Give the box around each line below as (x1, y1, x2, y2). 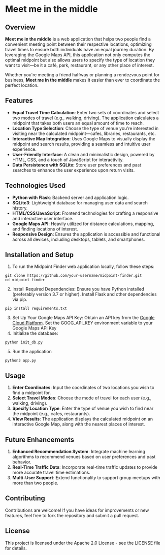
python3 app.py (5, 358, 36, 363)
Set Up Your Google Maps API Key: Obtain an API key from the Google (12, 315, 155, 321)
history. (12, 205, 28, 211)
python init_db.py (5, 340, 43, 345)
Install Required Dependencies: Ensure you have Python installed (12, 286, 144, 292)
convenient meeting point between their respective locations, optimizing (5, 41, 152, 47)
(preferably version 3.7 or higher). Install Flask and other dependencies (12, 292, 157, 297)
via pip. (12, 296, 28, 302)
